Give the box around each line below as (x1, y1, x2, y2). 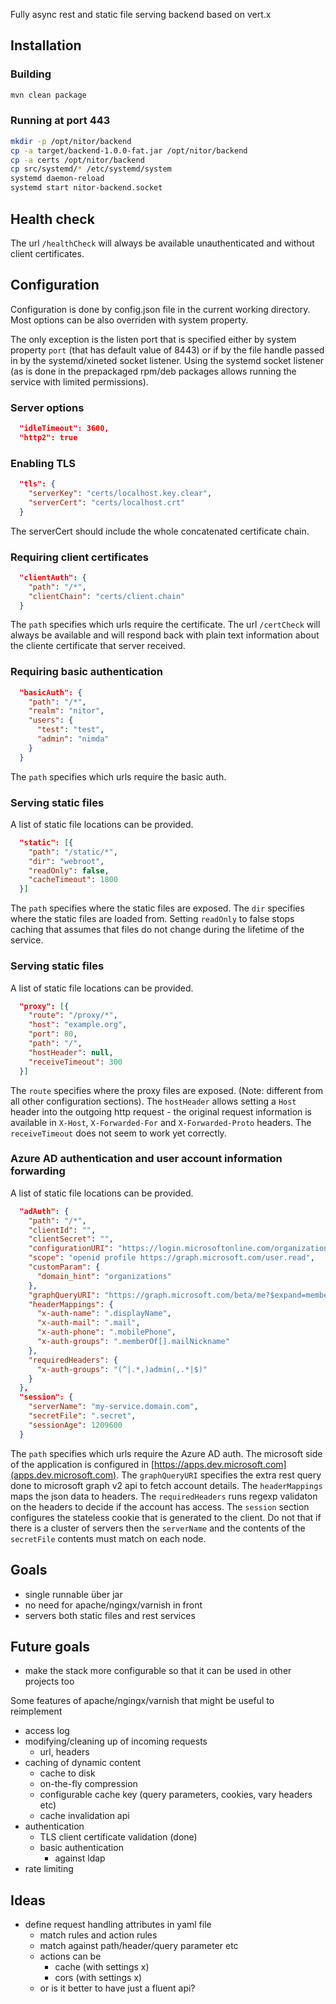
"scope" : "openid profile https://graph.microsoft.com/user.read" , (28, 1253, 315, 1263)
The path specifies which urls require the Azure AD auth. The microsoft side (10, 1447, 323, 1459)
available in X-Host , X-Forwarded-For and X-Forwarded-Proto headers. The (10, 1116, 312, 1128)
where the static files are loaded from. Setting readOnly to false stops (10, 913, 295, 925)
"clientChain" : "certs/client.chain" (28, 591, 186, 601)
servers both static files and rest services (24, 1609, 196, 1621)
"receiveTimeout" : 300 (28, 1057, 123, 1067)
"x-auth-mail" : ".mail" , (36, 1318, 141, 1328)
